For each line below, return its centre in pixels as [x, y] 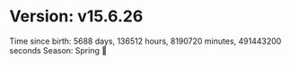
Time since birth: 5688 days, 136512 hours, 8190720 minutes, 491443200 [145, 41]
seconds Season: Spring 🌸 [58, 50]
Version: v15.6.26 [76, 16]
